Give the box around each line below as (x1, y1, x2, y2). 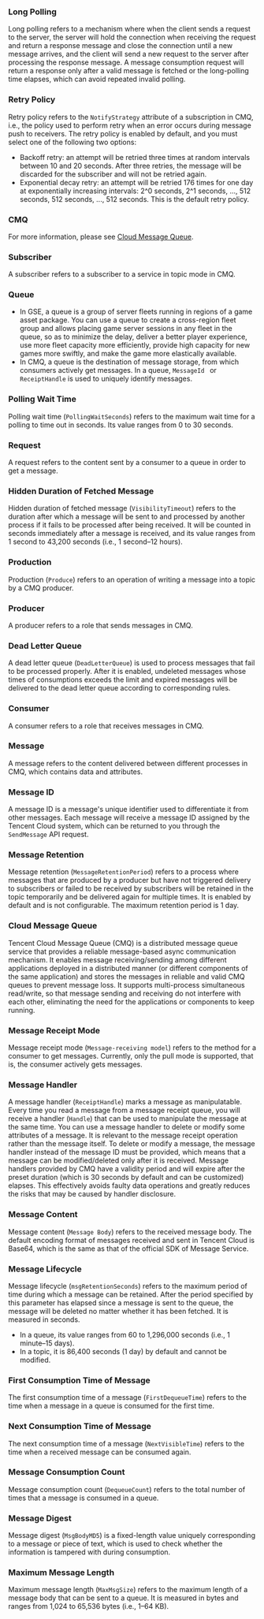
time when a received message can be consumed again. (8, 1447, 191, 1457)
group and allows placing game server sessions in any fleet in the (19, 324, 232, 333)
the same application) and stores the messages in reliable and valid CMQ (8, 972, 246, 981)
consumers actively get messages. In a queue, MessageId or (19, 366, 217, 375)
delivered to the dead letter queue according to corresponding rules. (8, 683, 231, 693)
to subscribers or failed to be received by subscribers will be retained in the (8, 884, 254, 893)
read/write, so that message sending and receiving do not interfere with (8, 988, 242, 998)
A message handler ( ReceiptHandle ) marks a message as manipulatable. (8, 1097, 243, 1107)
